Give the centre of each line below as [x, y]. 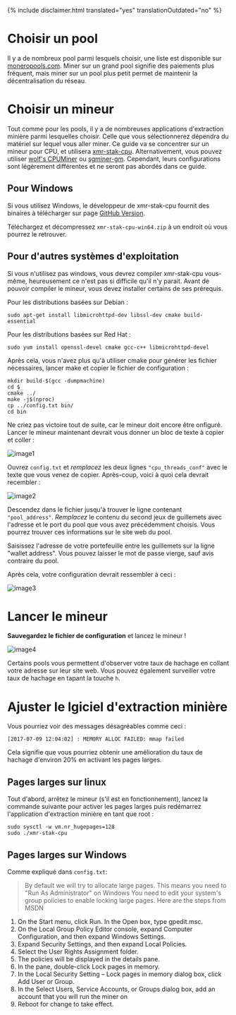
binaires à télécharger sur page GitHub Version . [76, 213]
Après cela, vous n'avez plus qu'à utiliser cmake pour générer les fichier [112, 360]
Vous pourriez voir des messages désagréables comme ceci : [97, 726]
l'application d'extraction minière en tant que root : [81, 814]
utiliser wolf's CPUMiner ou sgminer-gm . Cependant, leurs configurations [114, 159]
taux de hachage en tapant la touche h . [64, 678]
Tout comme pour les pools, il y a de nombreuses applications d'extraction [116, 128]
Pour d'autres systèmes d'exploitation [93, 257]
